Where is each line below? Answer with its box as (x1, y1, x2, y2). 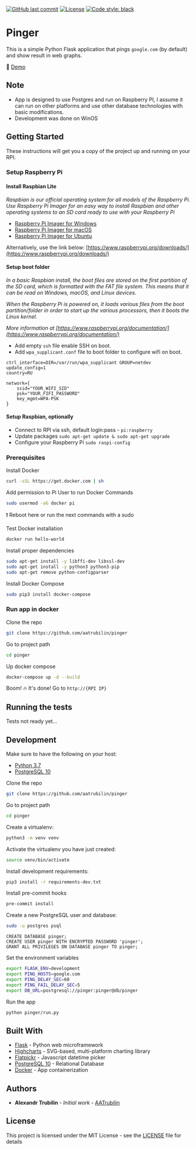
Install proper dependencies (6, 547, 75, 554)
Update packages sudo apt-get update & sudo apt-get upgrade (14, 433, 170, 440)
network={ (6, 380, 31, 386)
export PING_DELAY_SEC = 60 (6, 976, 69, 982)
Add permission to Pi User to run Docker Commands (6, 489, 134, 496)
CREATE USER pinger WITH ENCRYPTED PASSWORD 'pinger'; (6, 939, 144, 945)
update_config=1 (6, 365, 46, 371)
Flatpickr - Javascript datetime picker (14, 1054, 106, 1061)
